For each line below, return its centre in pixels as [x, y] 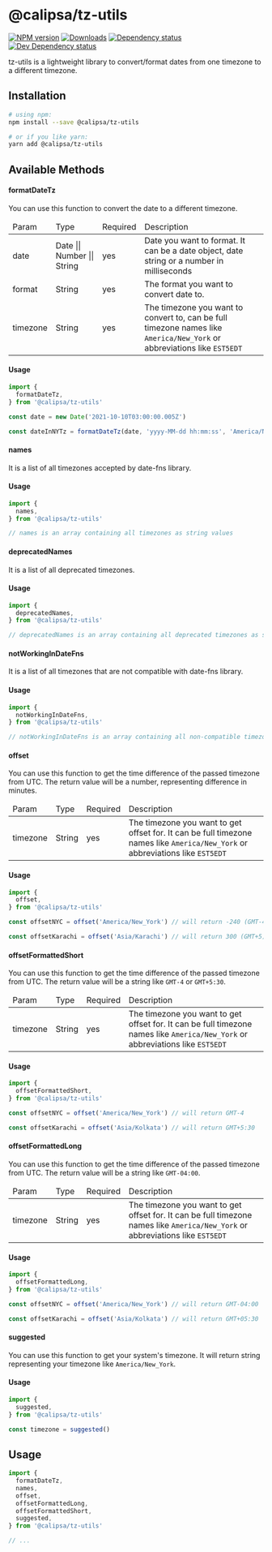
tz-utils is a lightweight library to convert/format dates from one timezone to [135, 62]
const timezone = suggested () [59, 1429]
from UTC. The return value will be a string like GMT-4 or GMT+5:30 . [117, 982]
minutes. [23, 791]
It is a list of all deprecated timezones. [72, 570]
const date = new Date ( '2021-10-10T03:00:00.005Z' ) [97, 417]
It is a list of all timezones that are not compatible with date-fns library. [126, 672]
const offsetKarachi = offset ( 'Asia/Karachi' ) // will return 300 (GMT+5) [137, 937]
